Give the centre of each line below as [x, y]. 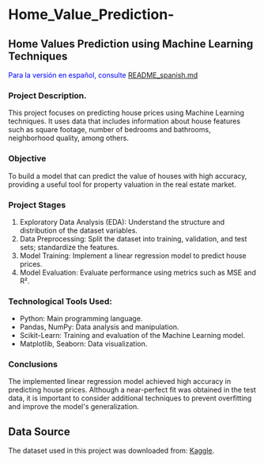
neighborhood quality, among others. [68, 138]
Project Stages [37, 205]
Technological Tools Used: [60, 301]
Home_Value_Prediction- [91, 15]
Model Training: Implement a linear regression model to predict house [133, 256]
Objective [27, 158]
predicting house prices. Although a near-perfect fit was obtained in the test [132, 390]
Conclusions [33, 364]
